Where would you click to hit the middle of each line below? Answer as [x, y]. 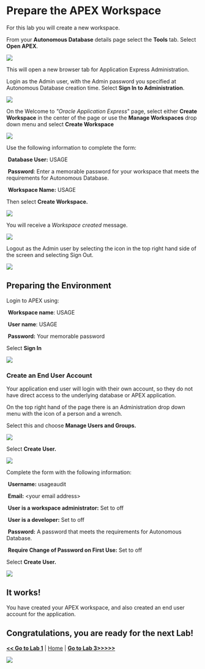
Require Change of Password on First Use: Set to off [75, 550]
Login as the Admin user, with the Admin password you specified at [91, 81]
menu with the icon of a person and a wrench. [64, 414]
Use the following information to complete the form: [71, 147]
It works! [24, 593]
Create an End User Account [49, 375]
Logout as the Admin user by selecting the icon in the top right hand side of [102, 248]
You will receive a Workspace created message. [67, 225]
